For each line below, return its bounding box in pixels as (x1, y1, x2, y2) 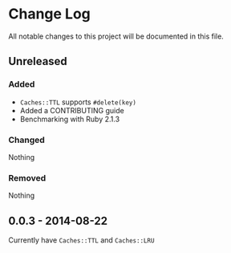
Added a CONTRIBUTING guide (19, 105, 124, 115)
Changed (8, 134, 46, 145)
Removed (8, 172, 47, 183)
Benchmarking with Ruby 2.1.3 (19, 114, 120, 124)
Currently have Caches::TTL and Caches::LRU (8, 235, 155, 245)
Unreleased (8, 55, 68, 68)
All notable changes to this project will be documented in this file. (8, 31, 225, 41)
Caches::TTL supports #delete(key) (19, 97, 136, 107)
